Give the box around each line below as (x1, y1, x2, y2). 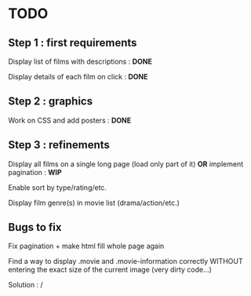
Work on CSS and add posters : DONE (8, 115, 132, 125)
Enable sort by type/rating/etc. (8, 182, 107, 192)
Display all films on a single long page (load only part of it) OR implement (8, 159, 244, 169)
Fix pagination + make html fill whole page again (8, 241, 165, 251)
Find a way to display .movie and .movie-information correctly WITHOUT (8, 257, 243, 266)
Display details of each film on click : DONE (8, 72, 148, 81)
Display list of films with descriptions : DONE (8, 57, 153, 66)
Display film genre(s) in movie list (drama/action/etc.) (8, 198, 180, 207)
